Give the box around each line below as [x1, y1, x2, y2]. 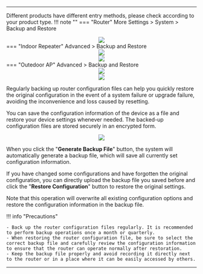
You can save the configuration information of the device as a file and [6, 109, 179, 117]
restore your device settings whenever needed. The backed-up [6, 116, 164, 123]
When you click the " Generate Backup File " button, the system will [6, 146, 173, 152]
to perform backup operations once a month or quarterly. [6, 230, 155, 236]
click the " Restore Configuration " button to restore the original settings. [6, 183, 186, 190]
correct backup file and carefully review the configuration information [6, 240, 196, 246]
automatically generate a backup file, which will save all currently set [6, 152, 178, 159]
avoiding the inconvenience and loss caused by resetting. [6, 98, 150, 105]
